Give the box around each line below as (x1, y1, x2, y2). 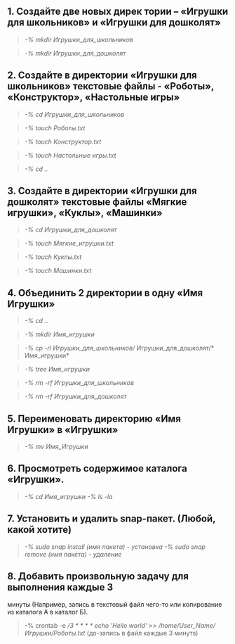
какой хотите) (7, 524, 72, 536)
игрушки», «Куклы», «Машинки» (7, 207, 163, 219)
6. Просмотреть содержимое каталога (7, 462, 187, 474)
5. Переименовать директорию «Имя (7, 412, 181, 424)
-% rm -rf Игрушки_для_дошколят (24, 392, 127, 400)
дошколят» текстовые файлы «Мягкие (7, 196, 187, 208)
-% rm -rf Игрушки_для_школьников (24, 379, 135, 387)
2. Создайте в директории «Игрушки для (7, 70, 198, 82)
